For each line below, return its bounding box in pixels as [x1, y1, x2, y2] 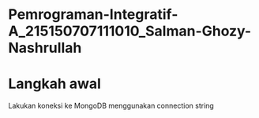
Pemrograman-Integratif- [8, 6, 178, 24]
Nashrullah [8, 39, 82, 57]
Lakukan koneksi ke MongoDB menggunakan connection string [8, 101, 215, 111]
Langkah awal [8, 75, 101, 93]
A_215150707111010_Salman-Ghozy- [8, 22, 252, 40]
